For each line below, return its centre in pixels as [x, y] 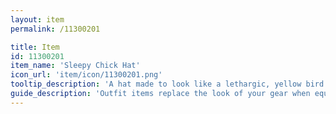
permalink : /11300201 [55, 29]
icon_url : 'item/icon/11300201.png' [86, 75]
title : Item [35, 47]
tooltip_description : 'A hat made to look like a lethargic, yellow [156, 84]
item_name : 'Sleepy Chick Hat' [75, 66]
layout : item [37, 19]
